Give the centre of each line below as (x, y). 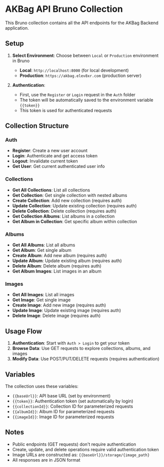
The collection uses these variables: (42, 386)
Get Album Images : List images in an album (57, 271)
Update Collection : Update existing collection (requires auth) (74, 205)
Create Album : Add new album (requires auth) (60, 256)
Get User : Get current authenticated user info (59, 166)
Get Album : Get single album (42, 250)
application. (17, 28)
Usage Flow (23, 331)
